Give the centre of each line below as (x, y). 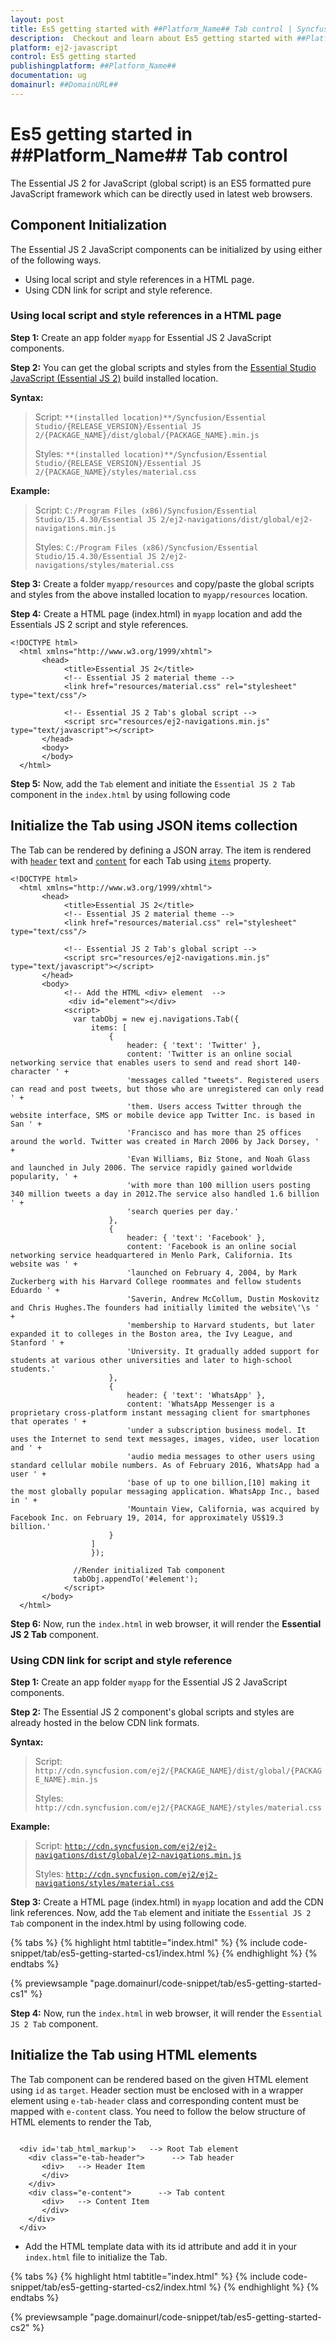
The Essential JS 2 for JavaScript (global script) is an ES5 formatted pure (161, 183)
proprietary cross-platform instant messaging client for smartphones (160, 1412)
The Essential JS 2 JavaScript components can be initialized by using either (166, 249)
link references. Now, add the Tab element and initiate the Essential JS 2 (161, 1912)
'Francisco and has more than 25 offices (214, 1132)
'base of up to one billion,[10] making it (218, 1482)
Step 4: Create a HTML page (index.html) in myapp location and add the (156, 613)
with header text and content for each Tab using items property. (141, 860)
